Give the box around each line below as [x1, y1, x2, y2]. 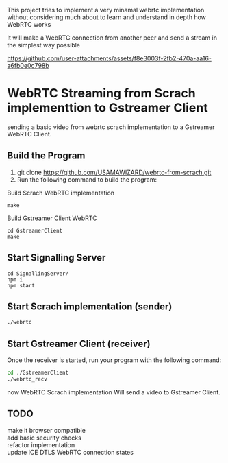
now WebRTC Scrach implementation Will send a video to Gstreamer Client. [7, 388, 220, 396]
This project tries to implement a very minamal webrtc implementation [7, 6, 205, 14]
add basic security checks [7, 434, 82, 442]
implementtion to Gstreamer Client [7, 100, 208, 116]
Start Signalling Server [7, 252, 106, 263]
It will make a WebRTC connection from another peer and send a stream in [7, 34, 218, 42]
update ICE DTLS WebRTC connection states [7, 448, 134, 456]
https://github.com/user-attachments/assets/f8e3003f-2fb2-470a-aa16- [7, 54, 212, 62]
